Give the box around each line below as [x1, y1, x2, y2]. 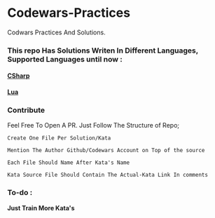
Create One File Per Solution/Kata [7, 135, 111, 142]
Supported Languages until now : [7, 54, 123, 64]
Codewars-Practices [7, 5, 131, 21]
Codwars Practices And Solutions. [7, 28, 106, 36]
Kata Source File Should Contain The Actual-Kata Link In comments [7, 172, 209, 179]
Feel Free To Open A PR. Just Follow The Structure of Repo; [7, 121, 180, 130]
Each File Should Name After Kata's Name [7, 159, 130, 166]
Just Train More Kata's [7, 203, 75, 212]
